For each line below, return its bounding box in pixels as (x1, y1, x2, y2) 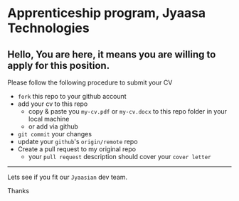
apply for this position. (7, 59, 110, 72)
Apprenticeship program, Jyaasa (7, 5, 206, 21)
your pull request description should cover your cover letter (28, 153, 211, 161)
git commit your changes (17, 130, 92, 138)
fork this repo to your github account (17, 92, 127, 100)
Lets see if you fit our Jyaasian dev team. (7, 173, 128, 181)
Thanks (7, 187, 30, 195)
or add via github (28, 122, 78, 131)
